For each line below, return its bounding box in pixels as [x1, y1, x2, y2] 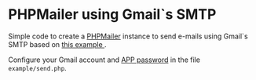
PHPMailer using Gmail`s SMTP [8, 5, 217, 24]
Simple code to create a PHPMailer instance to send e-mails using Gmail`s [8, 31, 249, 41]
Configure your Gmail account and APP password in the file [8, 55, 200, 64]
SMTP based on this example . [8, 39, 108, 49]
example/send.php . [8, 63, 67, 72]
